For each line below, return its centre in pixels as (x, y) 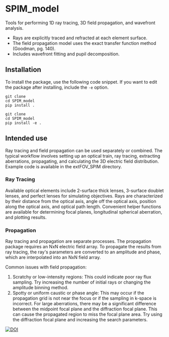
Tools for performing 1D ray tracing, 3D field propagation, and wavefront (80, 23)
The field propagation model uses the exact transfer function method (84, 43)
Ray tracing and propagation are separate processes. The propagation (78, 241)
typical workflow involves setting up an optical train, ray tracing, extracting (83, 156)
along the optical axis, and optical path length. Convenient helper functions (83, 207)
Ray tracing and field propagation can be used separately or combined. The (84, 150)
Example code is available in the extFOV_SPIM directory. (64, 166)
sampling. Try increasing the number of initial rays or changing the (81, 282)
